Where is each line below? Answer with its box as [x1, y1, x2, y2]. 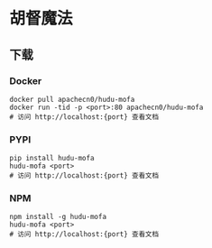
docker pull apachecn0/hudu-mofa [9, 95, 135, 104]
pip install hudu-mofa [9, 154, 95, 163]
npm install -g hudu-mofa [9, 213, 106, 222]
